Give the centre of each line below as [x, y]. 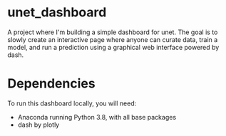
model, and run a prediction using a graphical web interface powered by [113, 47]
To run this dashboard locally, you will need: [72, 103]
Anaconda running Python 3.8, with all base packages [97, 117]
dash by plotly [38, 125]
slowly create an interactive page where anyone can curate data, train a [113, 39]
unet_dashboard [57, 12]
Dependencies [51, 84]
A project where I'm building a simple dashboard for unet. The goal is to [113, 32]
